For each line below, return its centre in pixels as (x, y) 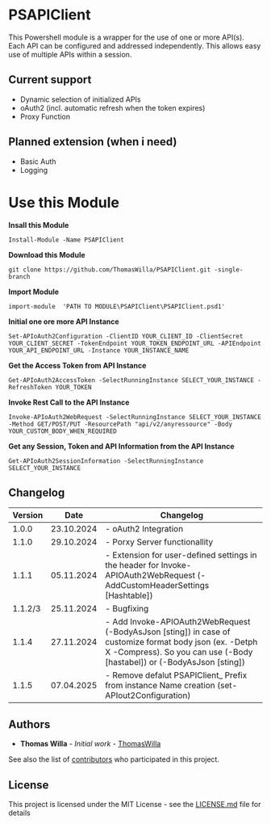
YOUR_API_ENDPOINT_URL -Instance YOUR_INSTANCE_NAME (99, 350)
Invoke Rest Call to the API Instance (69, 402)
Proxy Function (45, 116)
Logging (34, 170)
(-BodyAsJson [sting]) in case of (167, 632)
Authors (29, 724)
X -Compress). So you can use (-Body (179, 652)
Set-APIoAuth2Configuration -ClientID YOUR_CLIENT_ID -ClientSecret (126, 336)
